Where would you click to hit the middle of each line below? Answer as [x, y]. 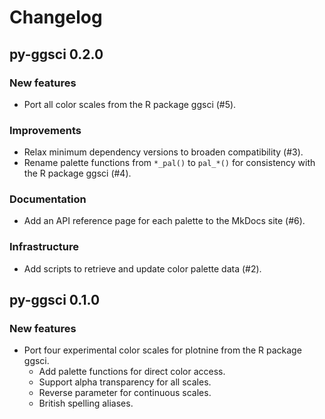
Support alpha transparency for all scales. [125, 382]
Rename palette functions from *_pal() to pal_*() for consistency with [169, 163]
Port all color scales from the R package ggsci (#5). [130, 104]
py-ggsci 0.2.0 [56, 54]
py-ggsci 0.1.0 [55, 300]
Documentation [48, 199]
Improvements [45, 130]
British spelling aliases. [86, 403]
